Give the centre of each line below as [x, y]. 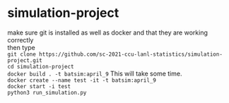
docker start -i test [39, 86]
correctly [20, 40]
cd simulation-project [41, 66]
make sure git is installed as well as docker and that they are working [108, 32]
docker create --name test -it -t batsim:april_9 [82, 80]
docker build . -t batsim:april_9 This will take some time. [95, 73]
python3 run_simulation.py [47, 92]
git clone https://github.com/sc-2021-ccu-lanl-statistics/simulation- [115, 54]
